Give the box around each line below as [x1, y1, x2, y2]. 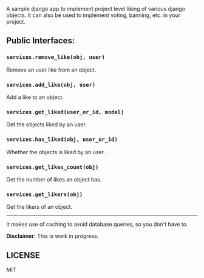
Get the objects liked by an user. [6, 121, 87, 128]
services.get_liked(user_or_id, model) [6, 109, 124, 115]
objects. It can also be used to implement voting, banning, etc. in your [6, 12, 181, 19]
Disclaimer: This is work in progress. [6, 232, 99, 240]
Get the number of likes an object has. [6, 175, 102, 183]
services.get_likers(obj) [6, 191, 83, 198]
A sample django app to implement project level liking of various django [6, 5, 186, 12]
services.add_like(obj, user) [6, 81, 96, 88]
